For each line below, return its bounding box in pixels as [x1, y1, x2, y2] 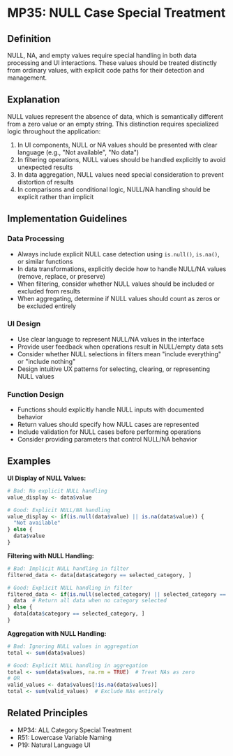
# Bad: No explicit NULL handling [7, 487, 108, 494]
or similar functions [17, 257, 73, 266]
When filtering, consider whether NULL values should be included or [17, 279, 215, 288]
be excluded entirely [17, 302, 77, 310]
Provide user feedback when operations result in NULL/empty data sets [17, 342, 224, 351]
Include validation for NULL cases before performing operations [17, 428, 202, 436]
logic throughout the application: [7, 127, 101, 136]
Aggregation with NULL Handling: [7, 629, 107, 637]
